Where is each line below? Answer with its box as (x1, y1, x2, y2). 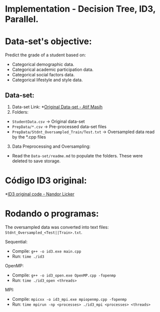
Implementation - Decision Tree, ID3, (5, 3, 156, 15)
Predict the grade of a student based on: (5, 52, 86, 58)
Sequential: (5, 239, 28, 244)
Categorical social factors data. (12, 72, 75, 78)
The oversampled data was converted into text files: (5, 224, 109, 230)
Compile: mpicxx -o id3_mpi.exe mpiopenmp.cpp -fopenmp (12, 296, 127, 302)
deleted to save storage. (12, 158, 61, 164)
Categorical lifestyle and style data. (12, 77, 83, 83)
